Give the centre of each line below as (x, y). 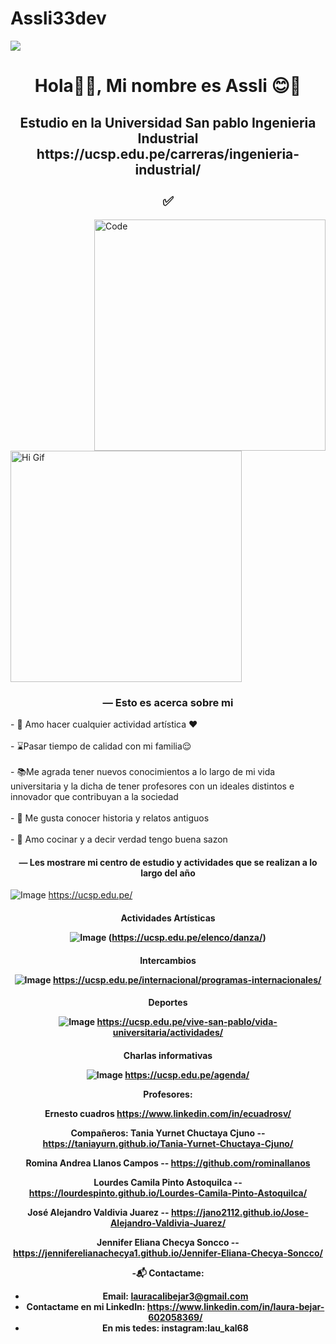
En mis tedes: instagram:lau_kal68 (175, 1328)
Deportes (168, 1003)
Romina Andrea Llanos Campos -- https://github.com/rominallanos (168, 1163)
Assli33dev (58, 18)
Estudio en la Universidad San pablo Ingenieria (168, 122)
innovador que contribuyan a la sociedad (94, 797)
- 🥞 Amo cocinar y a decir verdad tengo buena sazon (119, 839)
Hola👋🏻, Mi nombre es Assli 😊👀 (168, 86)
